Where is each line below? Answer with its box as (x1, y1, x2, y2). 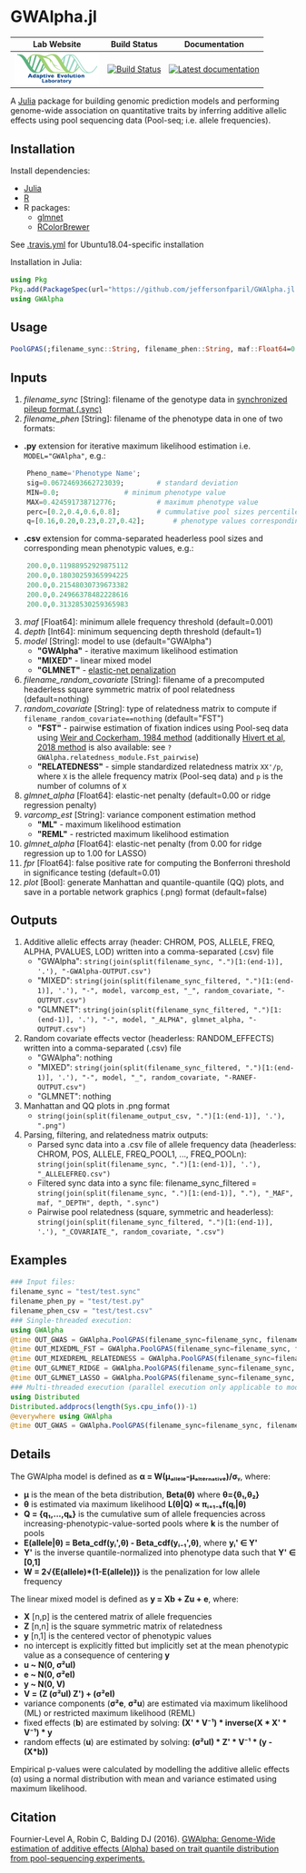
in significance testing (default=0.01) (23, 867, 162, 878)
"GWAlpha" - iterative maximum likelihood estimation (36, 645, 239, 656)
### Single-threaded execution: (10, 1316, 133, 1325)
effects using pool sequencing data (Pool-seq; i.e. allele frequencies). (10, 115, 271, 126)
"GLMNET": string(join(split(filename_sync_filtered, (36, 1004, 251, 1015)
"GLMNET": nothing (36, 1091, 112, 1102)
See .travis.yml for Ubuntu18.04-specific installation (10, 239, 204, 250)
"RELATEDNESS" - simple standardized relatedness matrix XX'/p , (36, 761, 284, 772)
